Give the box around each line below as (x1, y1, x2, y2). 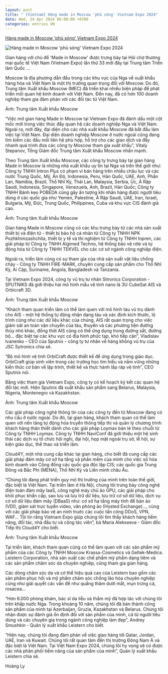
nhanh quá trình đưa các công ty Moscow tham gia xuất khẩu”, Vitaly (5, 143, 148, 149)
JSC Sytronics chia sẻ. (5, 344, 52, 350)
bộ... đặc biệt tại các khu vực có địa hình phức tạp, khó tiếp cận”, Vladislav (5, 333, 159, 339)
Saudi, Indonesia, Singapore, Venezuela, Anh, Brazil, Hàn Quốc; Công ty (5, 184, 154, 190)
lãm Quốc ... (5, 65, 30, 71)
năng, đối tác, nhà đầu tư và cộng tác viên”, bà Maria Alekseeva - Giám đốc (5, 519, 161, 525)
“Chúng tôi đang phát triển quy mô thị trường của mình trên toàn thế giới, (5, 477, 155, 483)
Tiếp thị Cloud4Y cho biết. (5, 525, 59, 531)
